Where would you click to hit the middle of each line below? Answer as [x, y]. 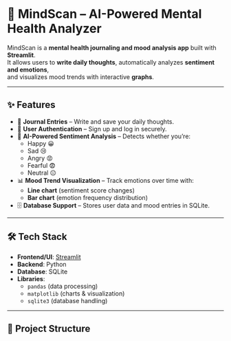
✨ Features [31, 105]
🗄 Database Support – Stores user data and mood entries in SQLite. [113, 205]
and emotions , [28, 69]
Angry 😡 [40, 158]
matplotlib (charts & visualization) [76, 293]
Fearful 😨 [42, 165]
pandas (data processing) [63, 286]
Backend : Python [42, 264]
